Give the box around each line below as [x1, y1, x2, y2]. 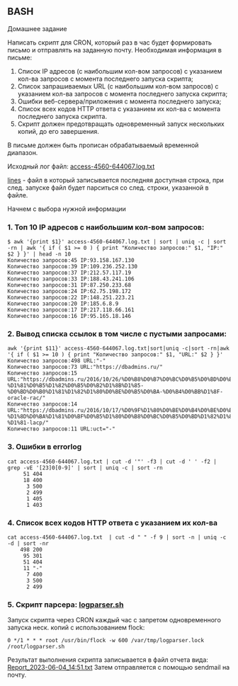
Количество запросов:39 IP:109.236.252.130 [7, 263, 138, 270]
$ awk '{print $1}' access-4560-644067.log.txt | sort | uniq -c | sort [7, 239, 227, 246]
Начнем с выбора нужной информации [7, 205, 126, 213]
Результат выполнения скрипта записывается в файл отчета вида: [7, 656, 209, 664]
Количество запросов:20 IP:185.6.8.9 [7, 300, 119, 307]
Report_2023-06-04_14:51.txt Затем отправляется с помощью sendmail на [7, 663, 230, 672]
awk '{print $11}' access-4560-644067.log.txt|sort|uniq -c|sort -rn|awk [7, 345, 230, 353]
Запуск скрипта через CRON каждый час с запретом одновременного [7, 616, 222, 624]
